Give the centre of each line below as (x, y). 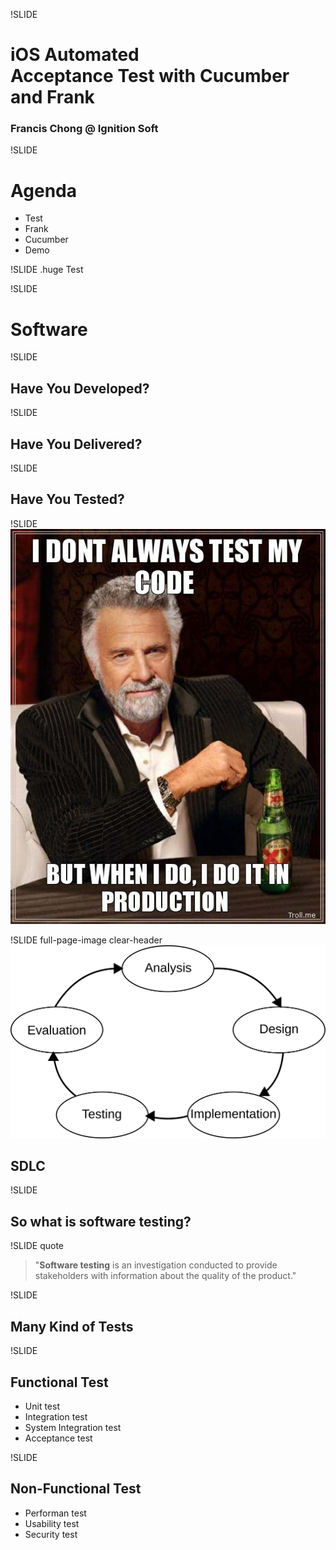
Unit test (42, 1406)
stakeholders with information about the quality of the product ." (165, 1276)
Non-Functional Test (76, 1489)
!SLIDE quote (37, 1246)
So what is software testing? (101, 1221)
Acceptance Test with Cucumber (150, 76)
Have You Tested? (67, 499)
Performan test (55, 1513)
